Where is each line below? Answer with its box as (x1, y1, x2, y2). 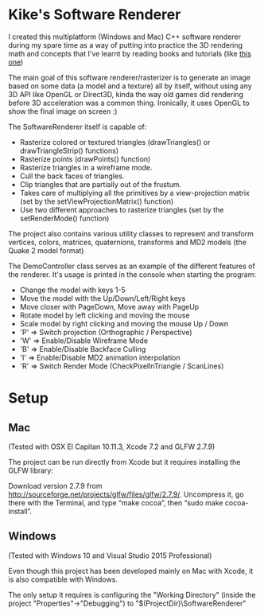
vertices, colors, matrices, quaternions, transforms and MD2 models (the (8, 237, 247, 247)
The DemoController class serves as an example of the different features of (8, 261, 256, 271)
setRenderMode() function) (19, 213, 110, 223)
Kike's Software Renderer (8, 6, 181, 24)
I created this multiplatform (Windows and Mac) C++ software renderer (8, 32, 241, 41)
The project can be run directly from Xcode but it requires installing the (8, 457, 241, 466)
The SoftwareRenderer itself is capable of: (8, 122, 147, 131)
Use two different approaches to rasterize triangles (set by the (19, 205, 224, 214)
